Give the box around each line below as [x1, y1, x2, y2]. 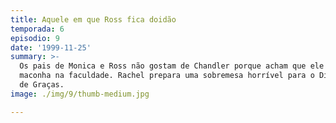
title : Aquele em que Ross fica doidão [10, 14, 177, 25]
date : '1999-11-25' [10, 42, 92, 53]
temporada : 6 [10, 24, 65, 34]
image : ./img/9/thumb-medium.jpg [10, 89, 150, 99]
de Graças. [19, 80, 65, 90]
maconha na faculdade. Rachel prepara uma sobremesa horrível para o [19, 71, 315, 81]
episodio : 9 [10, 33, 60, 43]
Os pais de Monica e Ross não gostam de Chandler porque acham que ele [19, 61, 325, 71]
